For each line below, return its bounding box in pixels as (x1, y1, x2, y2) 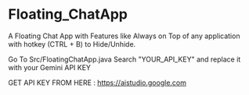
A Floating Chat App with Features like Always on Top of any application (8, 31, 240, 40)
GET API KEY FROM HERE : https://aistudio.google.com (8, 78, 186, 87)
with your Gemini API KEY (8, 62, 92, 72)
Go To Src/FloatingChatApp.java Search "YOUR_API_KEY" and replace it (8, 55, 241, 64)
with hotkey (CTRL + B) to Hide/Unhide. (8, 39, 136, 48)
